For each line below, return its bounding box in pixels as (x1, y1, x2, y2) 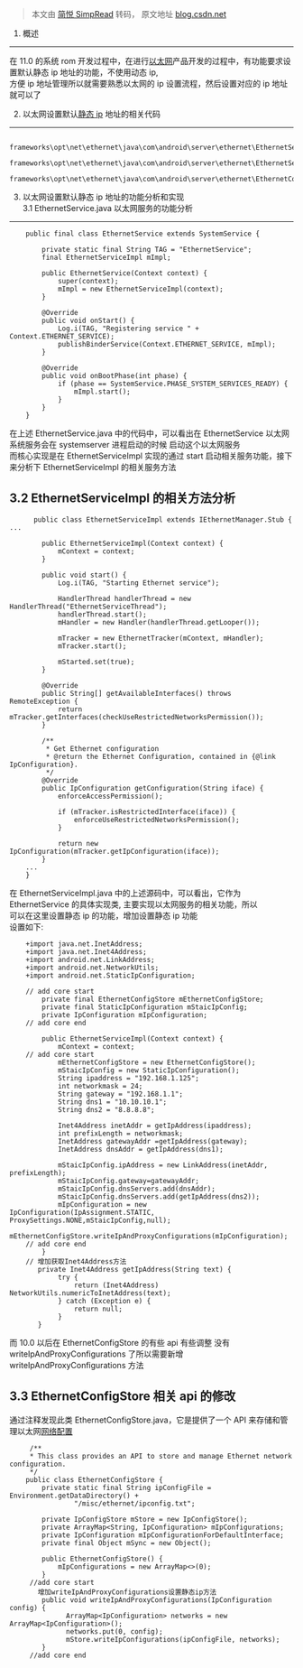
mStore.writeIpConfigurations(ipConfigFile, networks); (66, 1635, 280, 1644)
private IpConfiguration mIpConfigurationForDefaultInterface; (41, 1530, 284, 1540)
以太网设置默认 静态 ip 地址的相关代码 (22, 108, 161, 119)
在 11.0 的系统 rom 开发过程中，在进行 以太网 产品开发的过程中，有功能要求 (9, 56, 284, 66)
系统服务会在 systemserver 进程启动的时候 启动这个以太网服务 (9, 440, 241, 449)
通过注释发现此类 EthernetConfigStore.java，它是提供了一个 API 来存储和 (9, 1414, 280, 1425)
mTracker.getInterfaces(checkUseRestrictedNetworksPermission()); (9, 712, 264, 721)
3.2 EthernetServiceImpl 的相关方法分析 (9, 491, 236, 506)
